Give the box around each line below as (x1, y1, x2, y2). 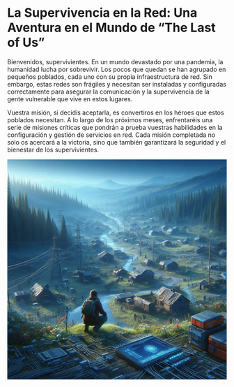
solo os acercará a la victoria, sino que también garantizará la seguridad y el (7, 138, 226, 146)
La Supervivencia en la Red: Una (7, 5, 198, 21)
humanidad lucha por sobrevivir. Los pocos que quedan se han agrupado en (7, 65, 226, 73)
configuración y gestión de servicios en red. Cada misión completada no (7, 131, 216, 139)
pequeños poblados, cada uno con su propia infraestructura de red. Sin (7, 72, 212, 81)
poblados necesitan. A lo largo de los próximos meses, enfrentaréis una (7, 115, 213, 124)
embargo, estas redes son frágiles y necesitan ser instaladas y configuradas (7, 80, 226, 88)
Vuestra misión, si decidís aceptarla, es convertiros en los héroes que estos (7, 108, 224, 117)
